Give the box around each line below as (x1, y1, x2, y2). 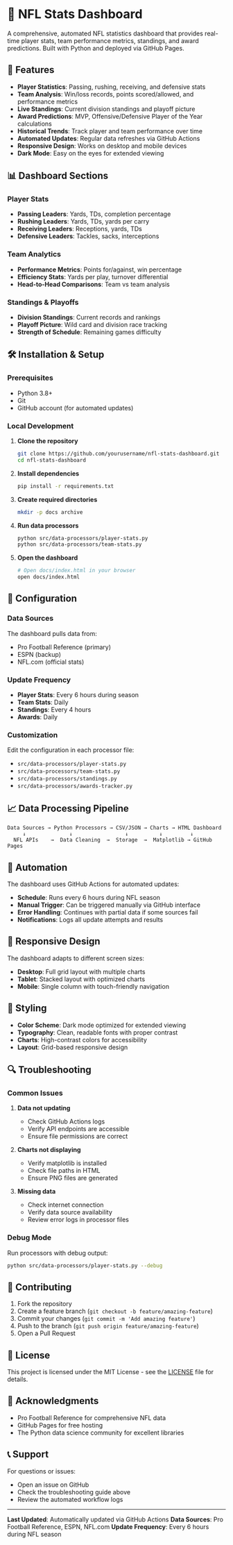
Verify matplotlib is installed (27, 1159, 107, 1167)
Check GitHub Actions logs (27, 1117, 105, 1126)
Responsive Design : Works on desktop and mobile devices (17, 142, 187, 150)
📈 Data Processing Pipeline (7, 802, 130, 815)
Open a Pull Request (17, 1329, 76, 1337)
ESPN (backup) (17, 650, 61, 658)
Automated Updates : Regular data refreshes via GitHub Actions (17, 134, 200, 142)
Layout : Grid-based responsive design (17, 1043, 128, 1051)
